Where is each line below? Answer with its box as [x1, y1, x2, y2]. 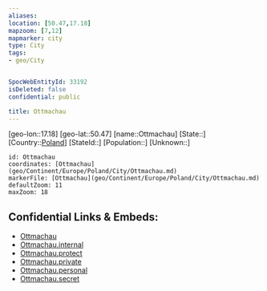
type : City [8, 42, 45, 50]
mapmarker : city [8, 34, 63, 42]
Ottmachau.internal [19, 240, 84, 249]
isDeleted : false [8, 85, 67, 93]
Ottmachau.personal [19, 265, 88, 275]
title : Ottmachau [8, 107, 67, 115]
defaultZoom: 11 [8, 181, 63, 189]
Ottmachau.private [19, 257, 82, 267]
